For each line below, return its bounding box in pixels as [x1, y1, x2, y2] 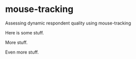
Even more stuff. [5, 49, 39, 55]
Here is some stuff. [5, 29, 44, 35]
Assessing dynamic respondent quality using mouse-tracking [5, 20, 131, 26]
